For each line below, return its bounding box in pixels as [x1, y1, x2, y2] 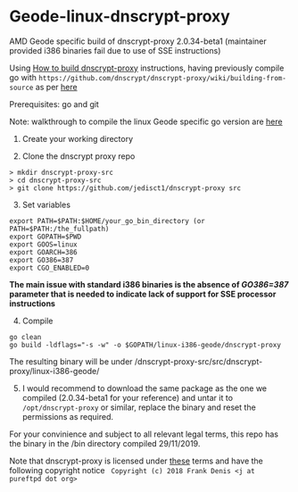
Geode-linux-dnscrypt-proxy [9, 6, 230, 27]
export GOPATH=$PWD [9, 232, 82, 241]
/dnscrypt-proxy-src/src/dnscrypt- [134, 355, 263, 367]
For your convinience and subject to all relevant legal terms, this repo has [9, 429, 279, 439]
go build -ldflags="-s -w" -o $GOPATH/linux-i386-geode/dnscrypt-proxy [9, 340, 281, 349]
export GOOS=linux [9, 239, 78, 249]
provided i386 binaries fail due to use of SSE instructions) [9, 45, 221, 55]
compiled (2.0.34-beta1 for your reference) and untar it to [21, 392, 234, 403]
